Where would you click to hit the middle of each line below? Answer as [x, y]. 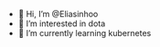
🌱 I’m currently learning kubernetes [85, 33]
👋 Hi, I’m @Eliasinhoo [58, 14]
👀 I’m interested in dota [62, 23]
